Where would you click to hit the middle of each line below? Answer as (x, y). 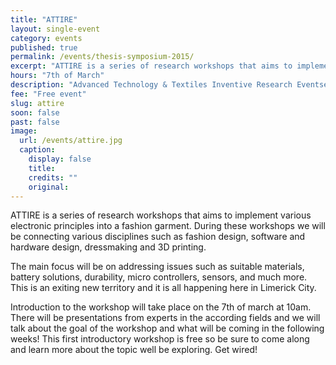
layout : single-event (55, 29)
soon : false (35, 112)
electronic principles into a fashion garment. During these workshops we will (168, 226)
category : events (46, 38)
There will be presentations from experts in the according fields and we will (165, 318)
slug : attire (37, 103)
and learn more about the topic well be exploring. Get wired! (134, 350)
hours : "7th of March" (57, 76)
